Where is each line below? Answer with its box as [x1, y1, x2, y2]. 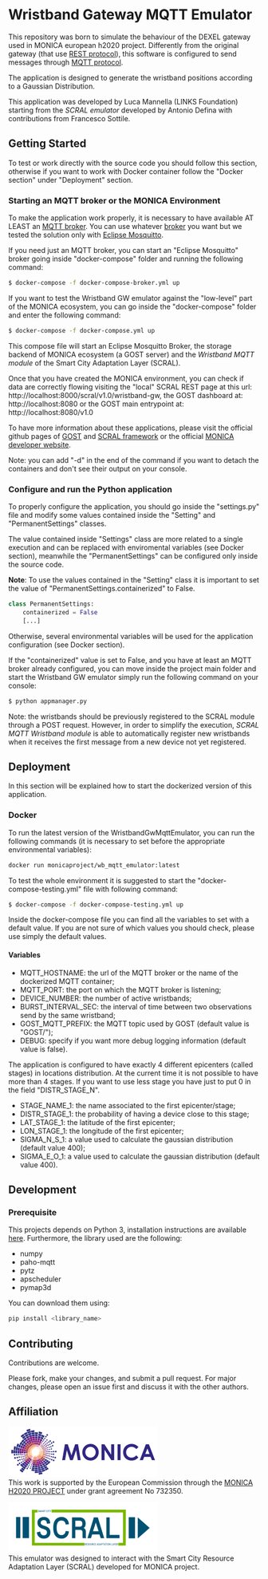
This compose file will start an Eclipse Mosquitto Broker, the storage [8, 341, 232, 350]
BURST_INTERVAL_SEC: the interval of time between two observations [19, 1001, 253, 1011]
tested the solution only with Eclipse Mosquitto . [8, 230, 164, 240]
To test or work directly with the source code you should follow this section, [8, 158, 258, 168]
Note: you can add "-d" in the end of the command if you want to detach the [8, 455, 259, 464]
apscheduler [19, 1274, 61, 1284]
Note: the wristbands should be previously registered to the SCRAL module [8, 712, 255, 721]
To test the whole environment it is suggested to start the [8, 875, 196, 885]
